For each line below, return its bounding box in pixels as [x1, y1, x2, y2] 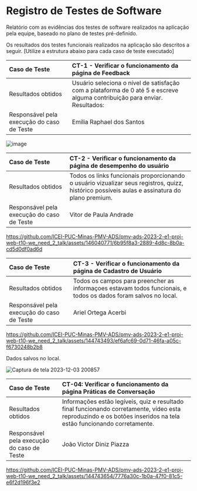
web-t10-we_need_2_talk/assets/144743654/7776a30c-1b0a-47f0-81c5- [6, 472, 183, 479]
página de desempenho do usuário [69, 161, 169, 170]
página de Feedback [72, 69, 130, 77]
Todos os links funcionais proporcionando [69, 171, 185, 180]
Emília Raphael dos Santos [72, 118, 145, 126]
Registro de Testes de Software [6, 4, 162, 18]
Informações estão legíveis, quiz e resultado [62, 397, 184, 406]
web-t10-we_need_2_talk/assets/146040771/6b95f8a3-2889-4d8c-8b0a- [6, 239, 185, 246]
